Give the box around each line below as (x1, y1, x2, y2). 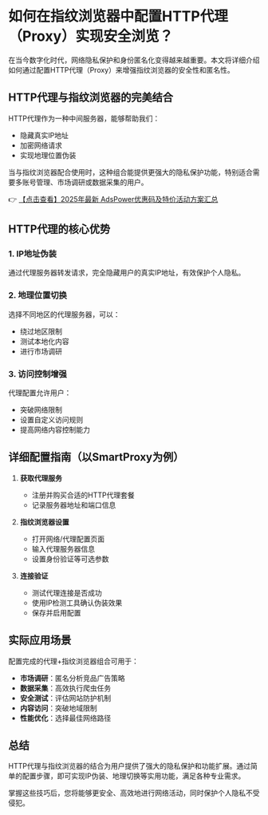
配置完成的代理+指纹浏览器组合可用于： (8, 656, 140, 666)
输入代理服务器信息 (31, 544, 96, 553)
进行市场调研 (19, 346, 62, 356)
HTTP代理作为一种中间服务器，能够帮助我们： (8, 113, 160, 123)
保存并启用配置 (31, 607, 81, 617)
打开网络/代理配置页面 (31, 534, 105, 544)
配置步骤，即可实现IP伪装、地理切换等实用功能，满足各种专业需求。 (22, 771, 246, 781)
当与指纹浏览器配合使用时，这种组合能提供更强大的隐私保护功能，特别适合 (8, 167, 253, 176)
